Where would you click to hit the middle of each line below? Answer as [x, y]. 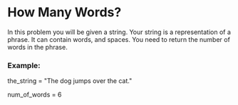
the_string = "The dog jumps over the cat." [70, 81]
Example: [24, 65]
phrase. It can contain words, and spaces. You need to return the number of [119, 39]
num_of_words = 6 [35, 95]
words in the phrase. [37, 47]
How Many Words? [64, 12]
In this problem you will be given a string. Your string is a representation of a [119, 32]
